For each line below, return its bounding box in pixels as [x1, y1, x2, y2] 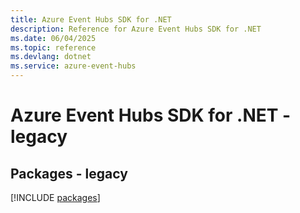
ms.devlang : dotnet [10, 52, 92, 62]
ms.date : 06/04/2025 [10, 33, 97, 43]
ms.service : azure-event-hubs [10, 61, 137, 71]
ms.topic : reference [10, 42, 97, 53]
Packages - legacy [10, 165, 128, 182]
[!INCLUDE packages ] [10, 192, 101, 203]
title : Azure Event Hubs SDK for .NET [10, 14, 172, 25]
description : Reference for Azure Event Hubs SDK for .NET [10, 24, 262, 34]
